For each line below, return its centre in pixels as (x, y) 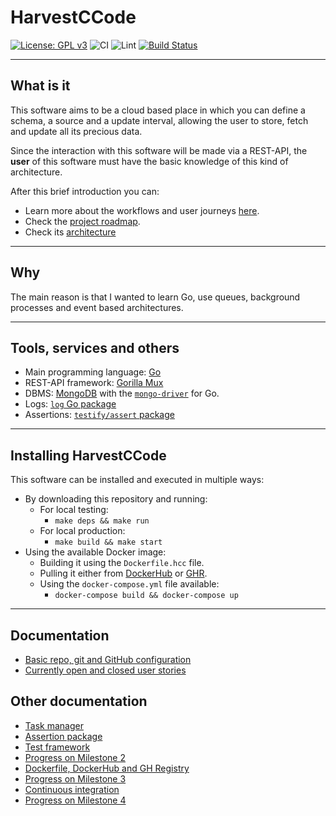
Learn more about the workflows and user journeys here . (142, 210)
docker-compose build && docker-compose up (146, 596)
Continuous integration (72, 789)
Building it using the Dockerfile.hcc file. (122, 563)
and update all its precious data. (76, 131)
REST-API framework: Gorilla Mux (94, 383)
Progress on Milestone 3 (75, 778)
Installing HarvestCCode (88, 455)
